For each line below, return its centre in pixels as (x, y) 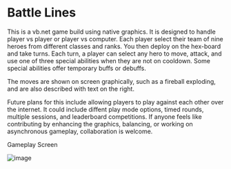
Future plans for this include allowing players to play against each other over (115, 102)
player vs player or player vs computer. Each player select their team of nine (115, 38)
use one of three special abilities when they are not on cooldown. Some (109, 60)
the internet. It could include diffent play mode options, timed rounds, (106, 109)
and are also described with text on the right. (71, 89)
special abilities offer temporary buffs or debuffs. (77, 68)
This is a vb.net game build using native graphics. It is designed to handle (111, 32)
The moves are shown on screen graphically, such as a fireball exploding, (111, 81)
